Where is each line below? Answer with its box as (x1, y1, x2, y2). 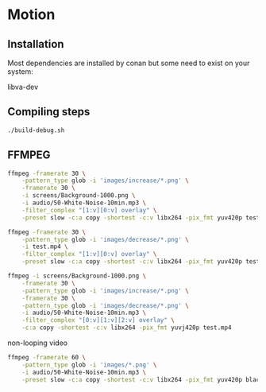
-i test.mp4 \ (21, 243, 68, 251)
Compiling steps (7, 105, 91, 118)
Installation (7, 37, 64, 51)
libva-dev (7, 82, 39, 91)
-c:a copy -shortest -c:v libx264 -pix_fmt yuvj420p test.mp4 (21, 324, 232, 332)
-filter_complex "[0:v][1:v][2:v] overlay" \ (21, 316, 175, 324)
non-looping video (7, 338, 68, 347)
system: (7, 67, 33, 76)
